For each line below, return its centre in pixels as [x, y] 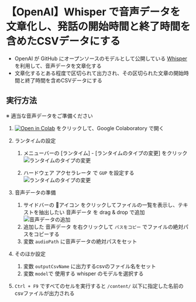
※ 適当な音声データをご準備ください [49, 116]
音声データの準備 [35, 192]
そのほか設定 [30, 254]
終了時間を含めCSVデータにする [63, 80]
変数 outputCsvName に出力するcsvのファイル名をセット [90, 266]
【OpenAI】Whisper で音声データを [93, 12]
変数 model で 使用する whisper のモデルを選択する [83, 273]
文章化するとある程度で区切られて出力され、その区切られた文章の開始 [99, 73]
